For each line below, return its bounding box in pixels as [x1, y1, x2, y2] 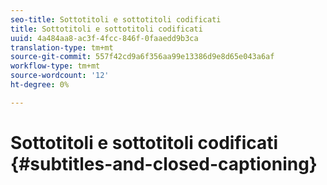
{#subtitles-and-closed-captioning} [10, 152, 318, 175]
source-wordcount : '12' [10, 71, 110, 81]
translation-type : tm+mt [10, 42, 114, 53]
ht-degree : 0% [10, 80, 70, 90]
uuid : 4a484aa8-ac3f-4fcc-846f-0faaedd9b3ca [10, 33, 199, 43]
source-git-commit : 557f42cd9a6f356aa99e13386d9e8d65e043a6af [10, 52, 275, 62]
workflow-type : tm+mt [10, 61, 101, 71]
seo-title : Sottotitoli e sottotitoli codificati [10, 14, 222, 25]
